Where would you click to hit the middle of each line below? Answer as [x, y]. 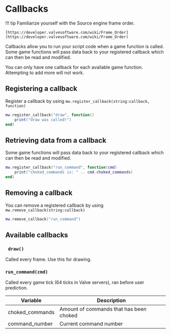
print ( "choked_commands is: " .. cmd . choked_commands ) [74, 172]
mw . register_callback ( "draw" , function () [50, 115]
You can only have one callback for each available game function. [74, 67]
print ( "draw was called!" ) [43, 120]
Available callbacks [37, 235]
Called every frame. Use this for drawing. [48, 259]
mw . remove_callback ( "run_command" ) [43, 219]
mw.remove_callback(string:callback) [45, 210]
